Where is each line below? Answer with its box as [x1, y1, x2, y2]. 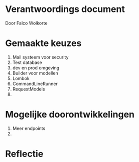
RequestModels [12, 86, 45, 92]
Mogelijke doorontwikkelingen [5, 109, 134, 120]
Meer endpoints [12, 125, 46, 131]
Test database [12, 59, 42, 65]
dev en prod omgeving [12, 64, 60, 70]
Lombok [12, 75, 30, 81]
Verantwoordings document [5, 3, 125, 15]
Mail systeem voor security [12, 54, 69, 60]
